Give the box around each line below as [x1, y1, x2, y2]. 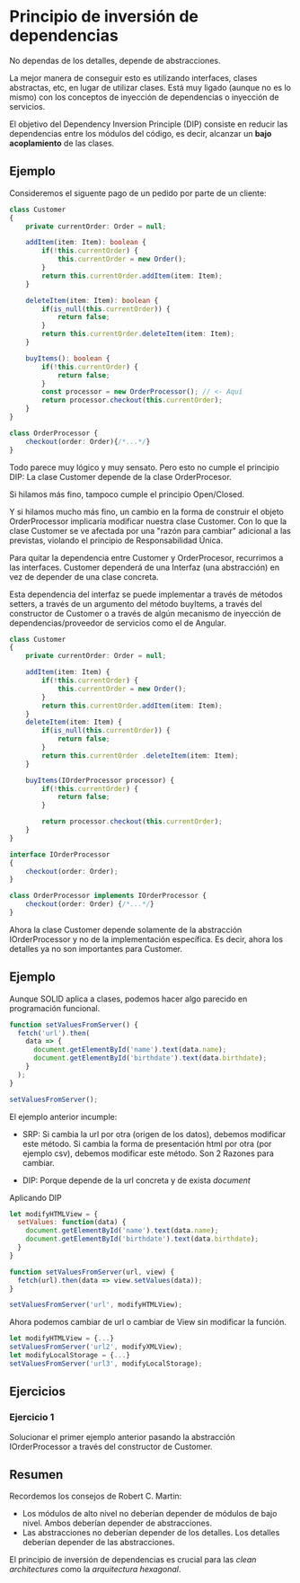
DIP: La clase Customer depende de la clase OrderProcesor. [9, 471, 232, 482]
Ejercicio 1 [9, 1411, 55, 1424]
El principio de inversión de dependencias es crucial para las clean [9, 1554, 257, 1565]
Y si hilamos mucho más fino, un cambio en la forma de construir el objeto [9, 506, 285, 517]
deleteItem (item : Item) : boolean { [25, 296, 159, 305]
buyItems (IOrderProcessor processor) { [25, 776, 175, 785]
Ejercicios [9, 1384, 66, 1400]
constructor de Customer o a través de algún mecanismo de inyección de [9, 608, 281, 618]
